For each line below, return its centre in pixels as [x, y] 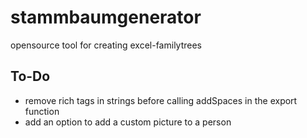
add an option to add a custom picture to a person [128, 122]
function [42, 111]
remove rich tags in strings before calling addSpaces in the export [161, 100]
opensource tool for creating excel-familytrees [106, 45]
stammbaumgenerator [106, 17]
